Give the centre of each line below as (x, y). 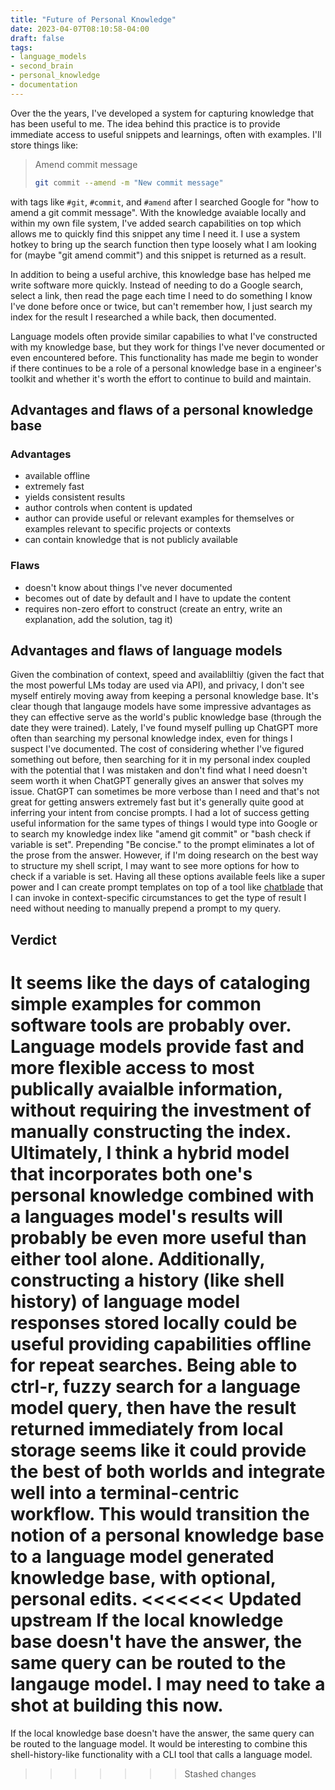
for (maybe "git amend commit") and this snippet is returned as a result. (158, 255)
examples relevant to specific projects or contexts (128, 529)
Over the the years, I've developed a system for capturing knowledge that (162, 113)
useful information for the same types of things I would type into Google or (164, 823)
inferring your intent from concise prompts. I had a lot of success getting (160, 813)
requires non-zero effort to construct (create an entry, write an (153, 608)
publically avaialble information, (146, 1089)
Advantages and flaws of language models (146, 650)
